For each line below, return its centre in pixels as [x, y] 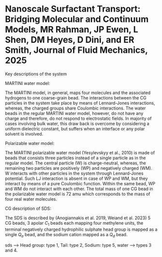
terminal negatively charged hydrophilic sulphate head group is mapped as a [81, 229]
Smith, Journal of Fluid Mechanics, [76, 50]
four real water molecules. [31, 199]
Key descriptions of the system [36, 74]
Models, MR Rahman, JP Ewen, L [72, 30]
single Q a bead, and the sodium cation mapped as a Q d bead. [66, 235]
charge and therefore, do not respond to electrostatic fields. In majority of [78, 118]
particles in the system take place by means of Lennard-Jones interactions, [80, 103]
